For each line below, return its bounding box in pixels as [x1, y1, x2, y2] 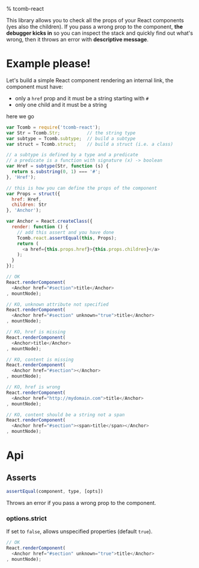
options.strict [6, 514, 47, 522]
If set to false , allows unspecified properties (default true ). [6, 528, 153, 535]
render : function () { [11, 224, 69, 230]
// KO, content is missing [6, 357, 74, 363]
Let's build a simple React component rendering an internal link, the [6, 76, 174, 83]
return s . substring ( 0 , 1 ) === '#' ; [11, 169, 101, 175]
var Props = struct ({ [6, 190, 61, 197]
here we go [6, 112, 34, 119]
